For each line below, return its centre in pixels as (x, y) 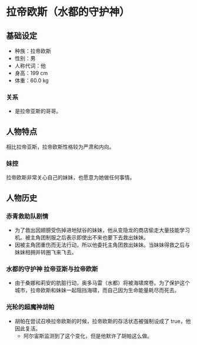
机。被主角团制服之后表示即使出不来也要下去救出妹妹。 (81, 238)
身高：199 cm (31, 73)
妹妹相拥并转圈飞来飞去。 (46, 252)
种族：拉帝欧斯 (33, 51)
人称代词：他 (30, 66)
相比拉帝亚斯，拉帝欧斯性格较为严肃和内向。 (60, 147)
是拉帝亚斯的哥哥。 (38, 111)
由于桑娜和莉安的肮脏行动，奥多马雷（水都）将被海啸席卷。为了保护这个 (102, 283)
